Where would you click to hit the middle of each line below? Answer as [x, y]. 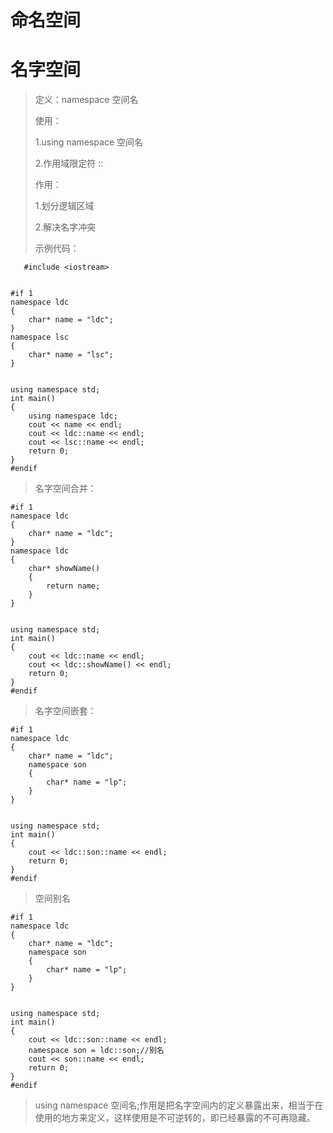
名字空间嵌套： [65, 711]
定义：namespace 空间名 [86, 100]
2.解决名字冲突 [65, 227]
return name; [73, 586]
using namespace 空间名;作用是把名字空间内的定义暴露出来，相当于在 [179, 1105]
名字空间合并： [65, 488]
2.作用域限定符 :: [69, 163]
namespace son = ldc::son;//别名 [96, 1051]
